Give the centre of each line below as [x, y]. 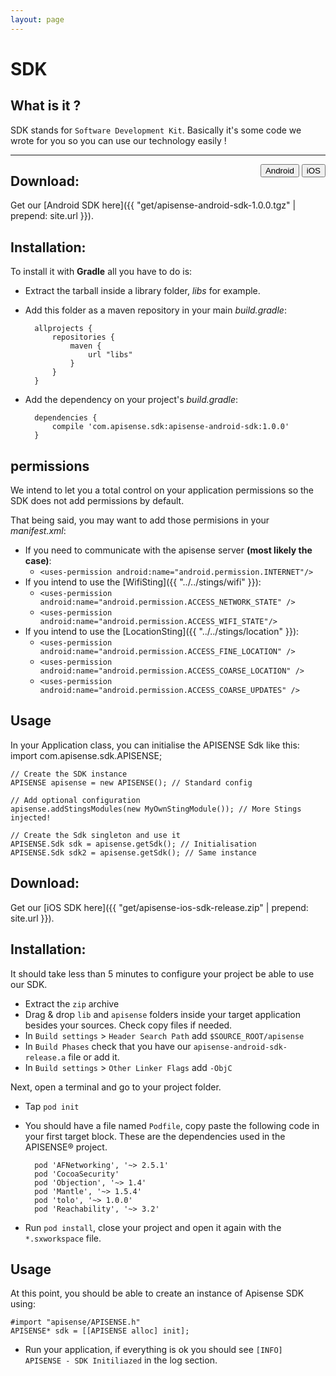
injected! [31, 817]
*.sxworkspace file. [63, 1238]
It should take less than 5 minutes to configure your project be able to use [162, 973]
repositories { [83, 337]
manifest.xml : [38, 531]
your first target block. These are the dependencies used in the [155, 1136]
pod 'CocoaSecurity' [77, 1174]
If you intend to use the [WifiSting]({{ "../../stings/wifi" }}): [143, 582]
